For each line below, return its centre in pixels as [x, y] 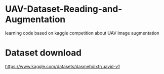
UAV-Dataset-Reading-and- [64, 9]
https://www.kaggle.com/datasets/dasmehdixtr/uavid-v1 [62, 66]
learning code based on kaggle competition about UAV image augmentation [82, 33]
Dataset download [43, 53]
